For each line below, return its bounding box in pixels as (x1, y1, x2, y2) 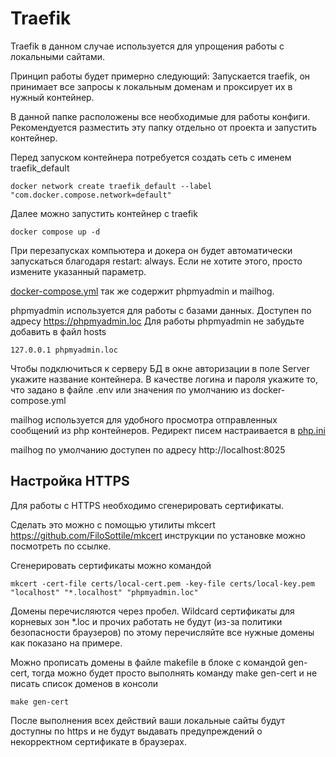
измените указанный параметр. (10, 265, 147, 277)
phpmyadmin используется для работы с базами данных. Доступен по (10, 304, 312, 316)
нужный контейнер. (10, 91, 95, 103)
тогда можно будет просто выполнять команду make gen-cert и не (31, 667, 318, 679)
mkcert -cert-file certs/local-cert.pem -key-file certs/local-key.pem (10, 578, 315, 589)
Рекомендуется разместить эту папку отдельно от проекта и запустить (10, 121, 318, 133)
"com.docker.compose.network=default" (10, 190, 172, 200)
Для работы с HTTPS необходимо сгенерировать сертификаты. (10, 499, 285, 511)
